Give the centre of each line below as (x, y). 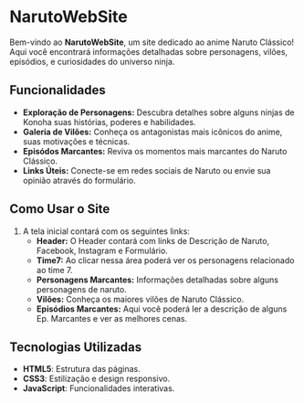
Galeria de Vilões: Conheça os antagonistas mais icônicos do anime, (152, 132)
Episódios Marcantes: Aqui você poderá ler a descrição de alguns (162, 309)
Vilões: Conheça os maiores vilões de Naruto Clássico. (140, 299)
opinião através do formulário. (79, 180)
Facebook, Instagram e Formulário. (102, 250)
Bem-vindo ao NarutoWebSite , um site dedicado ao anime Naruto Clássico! (152, 42)
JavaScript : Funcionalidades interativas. (99, 388)
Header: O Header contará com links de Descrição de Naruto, (153, 240)
